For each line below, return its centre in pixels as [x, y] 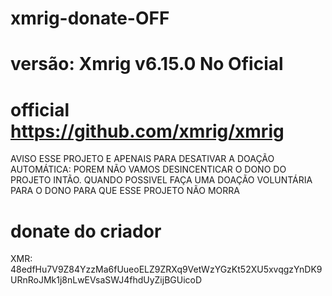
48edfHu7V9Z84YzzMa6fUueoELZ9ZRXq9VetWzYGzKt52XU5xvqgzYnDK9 [166, 269]
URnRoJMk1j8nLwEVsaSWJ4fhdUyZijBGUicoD [106, 280]
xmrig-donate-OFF [90, 18]
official [40, 109]
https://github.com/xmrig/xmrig [147, 131]
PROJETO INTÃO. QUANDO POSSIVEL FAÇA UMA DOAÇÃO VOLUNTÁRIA [161, 180]
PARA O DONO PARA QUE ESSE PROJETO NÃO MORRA [125, 191]
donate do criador [86, 231]
